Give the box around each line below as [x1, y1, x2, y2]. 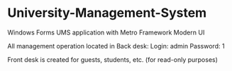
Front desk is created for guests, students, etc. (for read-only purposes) [7, 55, 219, 64]
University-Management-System [7, 5, 207, 21]
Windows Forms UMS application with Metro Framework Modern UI [7, 28, 205, 37]
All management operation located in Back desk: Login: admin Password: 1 [7, 41, 225, 50]
